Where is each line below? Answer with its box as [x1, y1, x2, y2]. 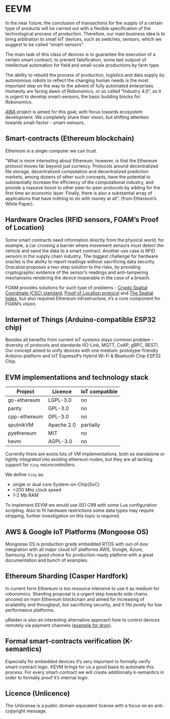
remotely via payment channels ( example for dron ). [5, 622, 113, 628]
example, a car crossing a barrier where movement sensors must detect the [5, 242, 164, 248]
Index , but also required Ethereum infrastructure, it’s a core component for [5, 295, 161, 301]
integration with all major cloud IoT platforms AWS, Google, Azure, [5, 546, 144, 552]
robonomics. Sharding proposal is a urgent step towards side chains [5, 591, 148, 597]
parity [8, 405, 22, 412]
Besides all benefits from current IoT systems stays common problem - [5, 337, 154, 343]
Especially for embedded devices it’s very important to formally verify [5, 658, 151, 664]
